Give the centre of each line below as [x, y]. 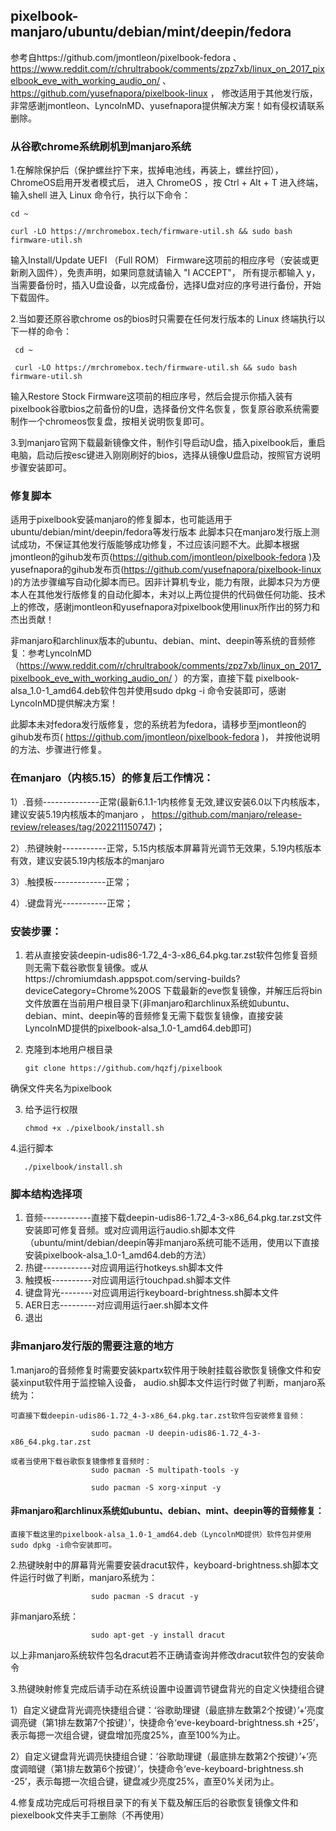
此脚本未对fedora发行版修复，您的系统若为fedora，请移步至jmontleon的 [158, 725]
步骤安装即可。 [41, 468]
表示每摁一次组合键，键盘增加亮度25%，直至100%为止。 [128, 1735]
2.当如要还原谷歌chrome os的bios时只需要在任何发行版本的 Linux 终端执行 [163, 319]
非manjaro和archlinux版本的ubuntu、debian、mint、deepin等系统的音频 [158, 641]
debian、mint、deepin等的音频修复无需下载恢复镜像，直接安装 [154, 1015]
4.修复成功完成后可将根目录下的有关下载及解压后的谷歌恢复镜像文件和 [154, 1802]
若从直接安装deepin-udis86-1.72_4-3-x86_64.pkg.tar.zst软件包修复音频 [171, 955]
